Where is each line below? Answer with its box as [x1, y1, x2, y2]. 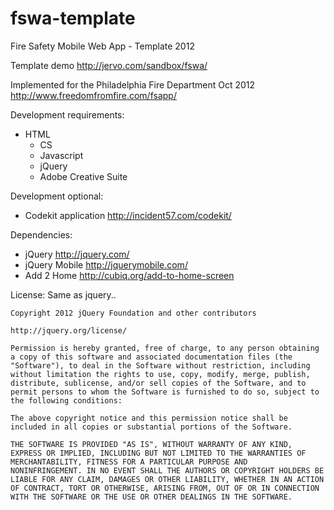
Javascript [39, 149, 84, 161]
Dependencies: [10, 228, 73, 241]
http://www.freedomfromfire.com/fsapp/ [10, 89, 177, 101]
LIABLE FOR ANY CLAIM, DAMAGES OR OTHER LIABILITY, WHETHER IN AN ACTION [10, 474, 325, 484]
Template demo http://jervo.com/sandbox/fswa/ [10, 59, 208, 71]
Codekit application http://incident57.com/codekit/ [24, 209, 232, 221]
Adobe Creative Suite [39, 170, 128, 182]
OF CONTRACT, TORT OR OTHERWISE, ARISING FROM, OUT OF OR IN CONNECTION [10, 483, 320, 493]
